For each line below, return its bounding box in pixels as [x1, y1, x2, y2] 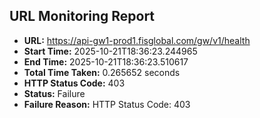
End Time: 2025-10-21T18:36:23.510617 [23, 55, 189, 68]
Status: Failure [23, 87, 86, 99]
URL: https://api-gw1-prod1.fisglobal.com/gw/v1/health [23, 34, 251, 46]
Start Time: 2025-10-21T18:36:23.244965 [23, 45, 198, 57]
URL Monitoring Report [9, 8, 156, 25]
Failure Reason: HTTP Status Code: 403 [23, 98, 191, 110]
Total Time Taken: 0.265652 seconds [23, 66, 181, 78]
